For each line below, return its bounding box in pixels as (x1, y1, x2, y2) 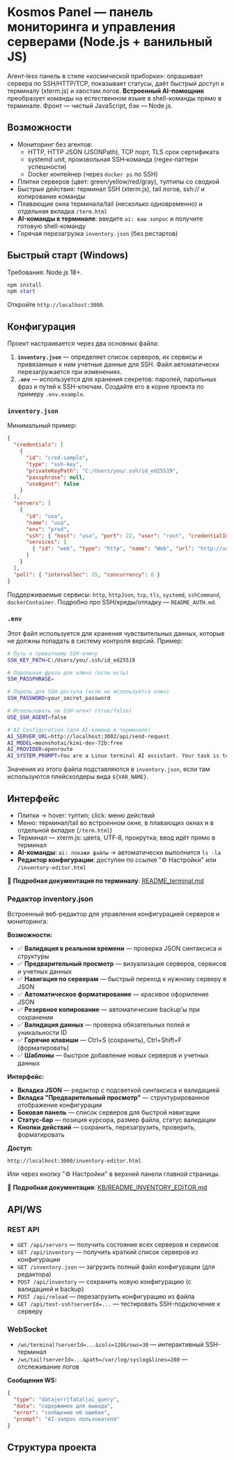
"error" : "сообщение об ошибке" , (13, 1409, 111, 1416)
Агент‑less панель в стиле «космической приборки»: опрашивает (7, 71, 203, 80)
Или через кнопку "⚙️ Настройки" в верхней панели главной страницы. (7, 1170, 221, 1178)
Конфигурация (7, 320, 76, 332)
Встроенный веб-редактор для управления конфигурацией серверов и (7, 910, 220, 918)
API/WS (7, 1203, 42, 1215)
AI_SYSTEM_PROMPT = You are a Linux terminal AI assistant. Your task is (7, 752, 219, 759)
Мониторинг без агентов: (17, 140, 93, 149)
